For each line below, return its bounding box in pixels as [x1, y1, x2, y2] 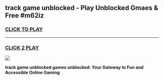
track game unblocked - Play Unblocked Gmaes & [5, 4, 159, 12]
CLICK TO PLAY [5, 26, 43, 33]
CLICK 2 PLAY [5, 44, 39, 51]
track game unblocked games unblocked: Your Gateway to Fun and [5, 64, 144, 70]
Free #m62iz [5, 12, 44, 20]
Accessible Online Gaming [5, 69, 60, 75]
